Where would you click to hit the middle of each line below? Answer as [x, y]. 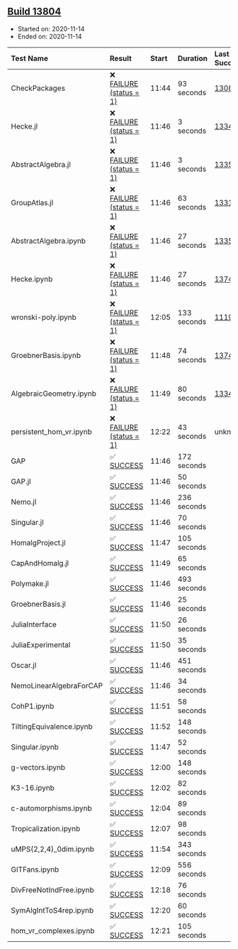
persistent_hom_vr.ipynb [51, 431]
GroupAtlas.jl [32, 202]
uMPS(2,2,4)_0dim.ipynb [52, 849]
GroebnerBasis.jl [38, 604]
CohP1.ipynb [33, 706]
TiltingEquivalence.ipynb [52, 726]
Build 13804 [34, 12]
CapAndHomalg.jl [40, 563]
